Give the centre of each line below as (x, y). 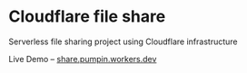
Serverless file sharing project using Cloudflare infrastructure (123, 41)
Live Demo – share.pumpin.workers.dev (83, 59)
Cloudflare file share (87, 17)
